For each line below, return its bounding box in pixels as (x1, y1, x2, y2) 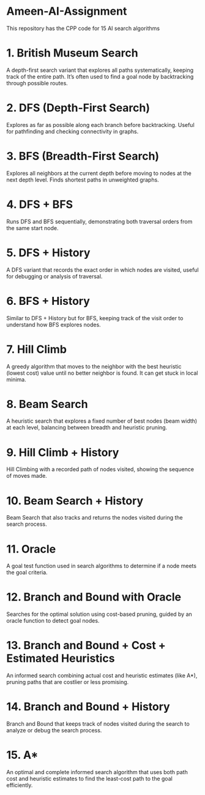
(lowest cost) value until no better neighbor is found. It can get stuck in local (6, 369, 198, 377)
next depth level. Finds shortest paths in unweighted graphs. (6, 176, 159, 183)
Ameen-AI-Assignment (6, 4, 127, 18)
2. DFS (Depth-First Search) (6, 101, 151, 115)
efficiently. (6, 782, 33, 789)
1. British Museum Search (6, 46, 139, 60)
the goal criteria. (6, 569, 48, 576)
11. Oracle (6, 542, 56, 556)
